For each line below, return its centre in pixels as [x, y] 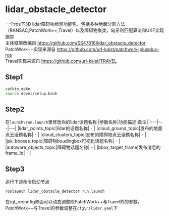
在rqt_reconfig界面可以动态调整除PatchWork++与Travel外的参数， [74, 202]
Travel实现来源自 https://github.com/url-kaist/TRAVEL [61, 61]
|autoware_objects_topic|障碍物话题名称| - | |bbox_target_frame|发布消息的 [83, 147]
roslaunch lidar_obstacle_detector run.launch [55, 191]
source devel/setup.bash [31, 94]
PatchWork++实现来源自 [31, 49]
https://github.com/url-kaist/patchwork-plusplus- [108, 49]
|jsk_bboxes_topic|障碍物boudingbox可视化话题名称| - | [63, 141]
